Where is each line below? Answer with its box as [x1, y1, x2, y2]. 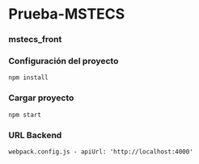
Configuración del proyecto [8, 56, 119, 67]
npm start [8, 111, 42, 119]
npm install [8, 74, 49, 82]
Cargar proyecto [8, 92, 74, 103]
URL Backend [8, 129, 62, 141]
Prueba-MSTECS [8, 5, 125, 23]
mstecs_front [8, 34, 62, 45]
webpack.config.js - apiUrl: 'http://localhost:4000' [8, 148, 194, 156]
